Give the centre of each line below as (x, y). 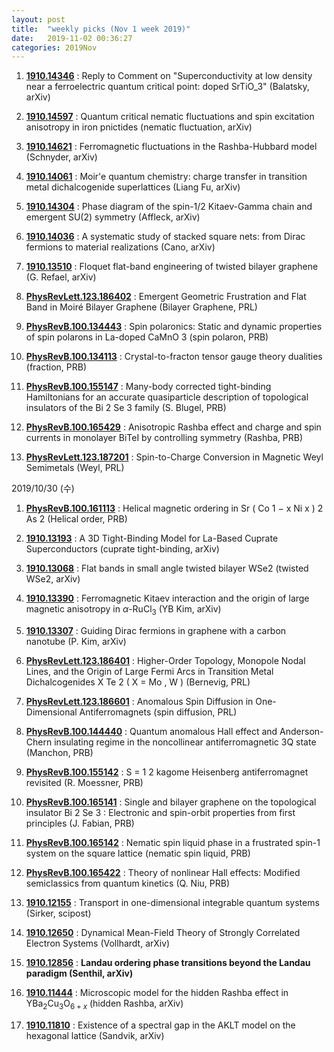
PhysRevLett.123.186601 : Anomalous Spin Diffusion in (139, 702)
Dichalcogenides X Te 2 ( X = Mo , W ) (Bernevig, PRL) (138, 682)
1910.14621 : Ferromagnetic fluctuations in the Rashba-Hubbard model (171, 147)
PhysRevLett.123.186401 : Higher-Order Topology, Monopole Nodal (165, 661)
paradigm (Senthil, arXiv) (79, 973)
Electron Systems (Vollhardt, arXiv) (98, 943)
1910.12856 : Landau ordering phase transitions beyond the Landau (168, 963)
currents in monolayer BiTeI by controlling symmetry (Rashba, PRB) (164, 438)
